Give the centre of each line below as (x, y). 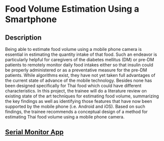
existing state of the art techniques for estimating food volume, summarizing (82, 96)
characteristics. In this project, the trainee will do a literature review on (76, 91)
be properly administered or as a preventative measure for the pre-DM (76, 70)
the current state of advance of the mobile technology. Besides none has (79, 80)
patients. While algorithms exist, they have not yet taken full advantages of (80, 75)
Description (23, 37)
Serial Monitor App (34, 132)
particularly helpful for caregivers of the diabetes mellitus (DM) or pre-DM (80, 59)
